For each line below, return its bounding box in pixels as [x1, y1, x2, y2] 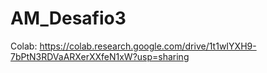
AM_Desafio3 [10, 7, 127, 30]
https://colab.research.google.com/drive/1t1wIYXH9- [39, 40, 257, 52]
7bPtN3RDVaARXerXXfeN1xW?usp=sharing [10, 50, 190, 62]
